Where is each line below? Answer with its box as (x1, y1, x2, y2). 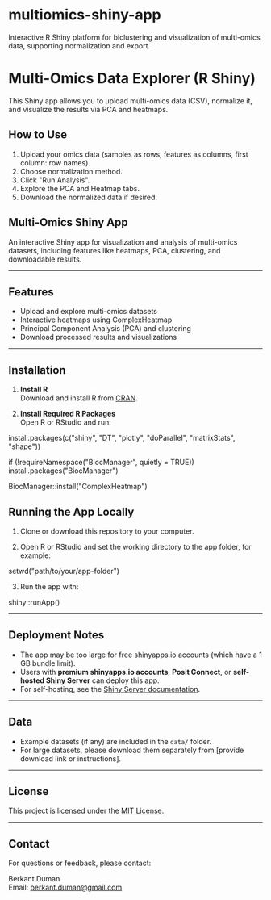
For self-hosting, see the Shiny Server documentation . (19, 684, 201, 693)
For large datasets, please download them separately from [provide (19, 745, 244, 755)
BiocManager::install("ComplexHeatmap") (8, 482, 148, 492)
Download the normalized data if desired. (19, 192, 157, 202)
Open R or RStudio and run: (19, 417, 111, 427)
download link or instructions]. (19, 753, 122, 764)
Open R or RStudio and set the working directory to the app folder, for (19, 542, 252, 551)
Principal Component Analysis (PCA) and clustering (19, 324, 192, 333)
